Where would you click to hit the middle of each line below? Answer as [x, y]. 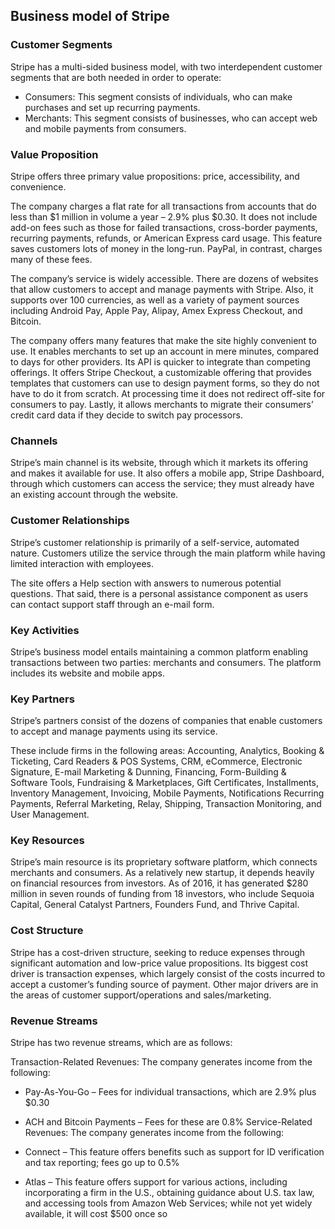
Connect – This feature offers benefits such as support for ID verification [174, 1152]
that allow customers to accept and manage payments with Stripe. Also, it [162, 289]
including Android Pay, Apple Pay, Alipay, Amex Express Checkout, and [156, 310]
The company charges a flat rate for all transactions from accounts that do [163, 206]
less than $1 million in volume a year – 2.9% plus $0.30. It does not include [164, 216]
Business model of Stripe [90, 16]
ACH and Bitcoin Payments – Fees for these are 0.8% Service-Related [168, 1122]
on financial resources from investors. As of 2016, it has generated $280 [159, 883]
